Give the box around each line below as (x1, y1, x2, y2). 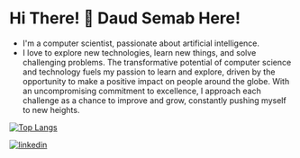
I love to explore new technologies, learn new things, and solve (22, 47, 257, 57)
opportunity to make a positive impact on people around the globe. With (22, 75, 290, 86)
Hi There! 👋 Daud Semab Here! (9, 8, 241, 29)
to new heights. (22, 104, 80, 115)
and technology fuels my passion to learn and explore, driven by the (22, 66, 276, 77)
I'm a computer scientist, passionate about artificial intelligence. (22, 38, 259, 48)
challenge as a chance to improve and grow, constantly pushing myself (22, 94, 286, 106)
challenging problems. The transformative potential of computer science (22, 57, 292, 67)
